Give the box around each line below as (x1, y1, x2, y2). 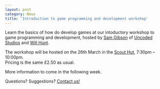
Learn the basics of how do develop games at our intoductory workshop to (5, 30, 155, 36)
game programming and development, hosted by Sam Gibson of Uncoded (5, 35, 153, 40)
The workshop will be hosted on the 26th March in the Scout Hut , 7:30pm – (5, 49, 155, 55)
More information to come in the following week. (5, 69, 102, 75)
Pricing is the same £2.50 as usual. (5, 59, 75, 66)
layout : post (5, 7, 32, 12)
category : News (5, 12, 36, 17)
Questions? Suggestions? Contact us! (5, 78, 80, 84)
